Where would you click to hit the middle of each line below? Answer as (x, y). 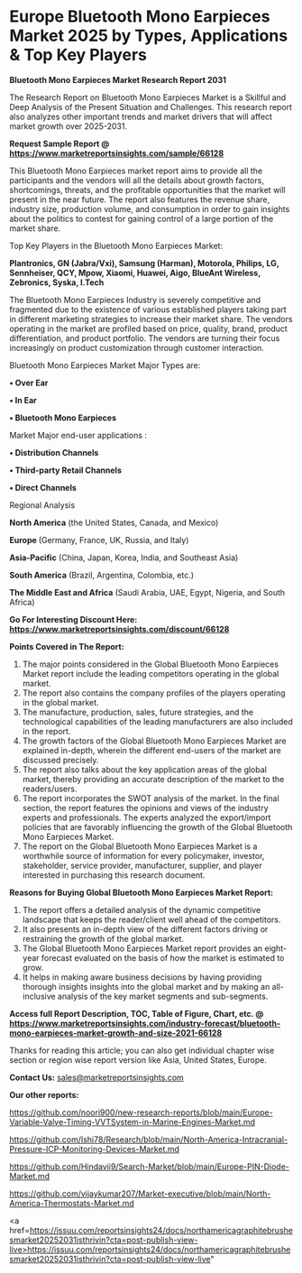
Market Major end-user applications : (78, 435)
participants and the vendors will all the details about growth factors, (137, 180)
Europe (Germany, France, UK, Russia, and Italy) (99, 540)
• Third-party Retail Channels (65, 470)
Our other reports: (44, 1094)
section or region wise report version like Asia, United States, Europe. (138, 1060)
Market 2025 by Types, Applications (149, 36)
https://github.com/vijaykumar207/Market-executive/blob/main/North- (140, 1194)
